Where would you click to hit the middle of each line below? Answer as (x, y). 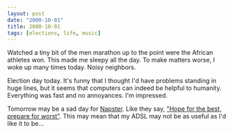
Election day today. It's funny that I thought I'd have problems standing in (112, 81)
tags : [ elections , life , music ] (54, 33)
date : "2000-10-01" (35, 20)
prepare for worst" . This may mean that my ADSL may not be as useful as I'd (117, 116)
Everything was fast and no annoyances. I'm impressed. (88, 96)
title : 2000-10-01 (34, 26)
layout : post (26, 14)
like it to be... (25, 124)
